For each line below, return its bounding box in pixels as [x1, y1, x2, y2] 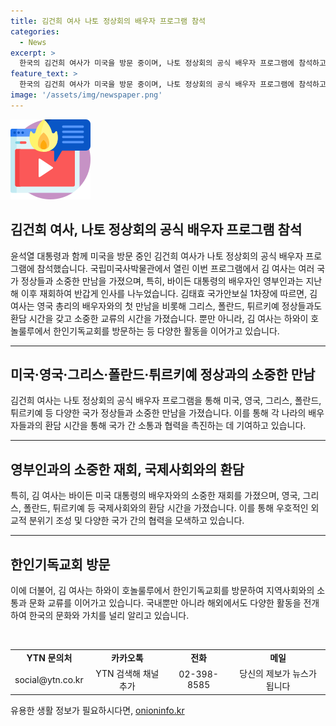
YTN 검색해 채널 [95, 668, 160, 679]
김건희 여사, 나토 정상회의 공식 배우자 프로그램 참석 [10, 221, 303, 239]
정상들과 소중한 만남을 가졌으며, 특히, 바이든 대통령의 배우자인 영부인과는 [20, 275, 304, 287]
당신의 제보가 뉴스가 [239, 668, 317, 679]
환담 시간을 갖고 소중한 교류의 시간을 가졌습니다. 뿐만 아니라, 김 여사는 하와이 [10, 312, 309, 324]
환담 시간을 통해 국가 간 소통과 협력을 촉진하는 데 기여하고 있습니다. [44, 420, 307, 432]
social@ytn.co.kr [14, 673, 84, 685]
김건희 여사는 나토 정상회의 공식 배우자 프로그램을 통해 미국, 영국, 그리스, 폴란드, [10, 395, 322, 407]
